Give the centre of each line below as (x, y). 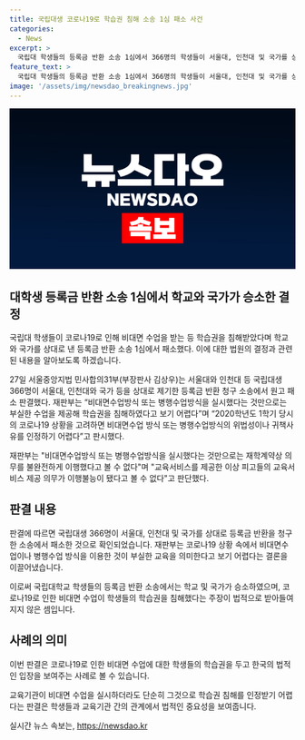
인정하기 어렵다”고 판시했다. (75, 437)
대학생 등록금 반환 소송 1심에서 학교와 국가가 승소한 (143, 296)
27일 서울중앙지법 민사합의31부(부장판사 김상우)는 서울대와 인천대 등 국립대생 (146, 380)
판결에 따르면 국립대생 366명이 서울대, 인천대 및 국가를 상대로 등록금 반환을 (143, 533)
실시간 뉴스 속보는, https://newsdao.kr (79, 725)
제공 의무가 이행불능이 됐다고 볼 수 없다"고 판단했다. (118, 479)
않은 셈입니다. (50, 609)
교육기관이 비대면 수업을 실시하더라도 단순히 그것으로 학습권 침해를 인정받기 (143, 695)
